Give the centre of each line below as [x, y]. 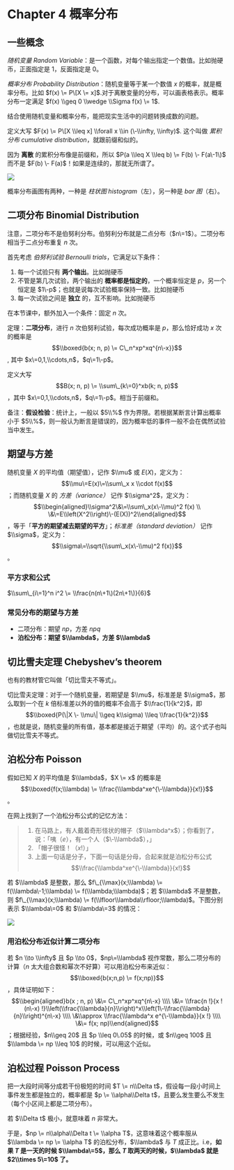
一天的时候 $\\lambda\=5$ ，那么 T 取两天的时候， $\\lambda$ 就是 [123, 1150]
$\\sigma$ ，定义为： [37, 534]
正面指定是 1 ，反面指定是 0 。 [61, 69]
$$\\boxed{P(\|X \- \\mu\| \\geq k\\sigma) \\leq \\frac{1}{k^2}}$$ [117, 715]
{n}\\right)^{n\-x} [37, 1016]
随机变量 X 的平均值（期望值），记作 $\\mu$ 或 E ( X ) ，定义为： [96, 472]
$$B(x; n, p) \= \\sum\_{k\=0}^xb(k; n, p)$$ [117, 385]
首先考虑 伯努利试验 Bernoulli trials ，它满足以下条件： [85, 257]
